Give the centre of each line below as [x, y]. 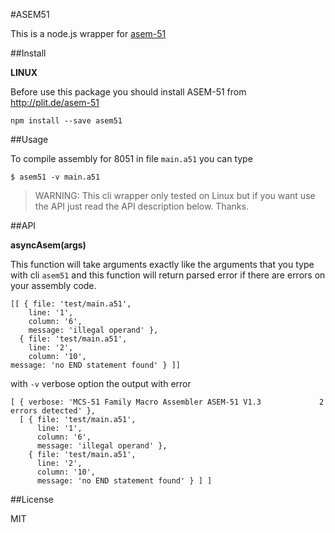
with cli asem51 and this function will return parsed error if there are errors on [168, 275]
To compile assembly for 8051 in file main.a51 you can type [131, 158]
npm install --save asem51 [66, 121]
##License [32, 499]
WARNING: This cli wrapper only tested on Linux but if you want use [175, 195]
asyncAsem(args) [48, 245]
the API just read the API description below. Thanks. [141, 206]
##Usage [29, 139]
